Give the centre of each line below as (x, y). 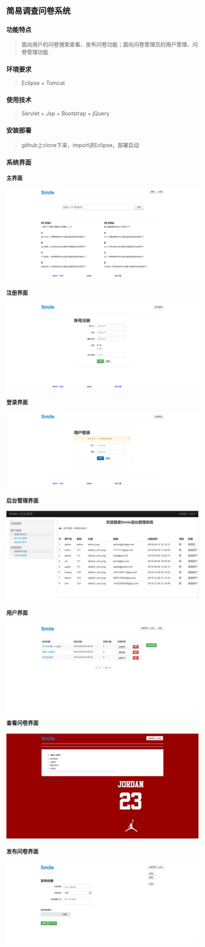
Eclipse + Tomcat (43, 83)
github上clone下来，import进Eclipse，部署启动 (80, 145)
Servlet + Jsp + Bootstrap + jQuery (65, 113)
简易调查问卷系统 (38, 11)
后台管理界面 (22, 500)
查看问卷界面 (22, 723)
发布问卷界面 (22, 852)
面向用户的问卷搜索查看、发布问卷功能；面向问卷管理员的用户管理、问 (110, 44)
